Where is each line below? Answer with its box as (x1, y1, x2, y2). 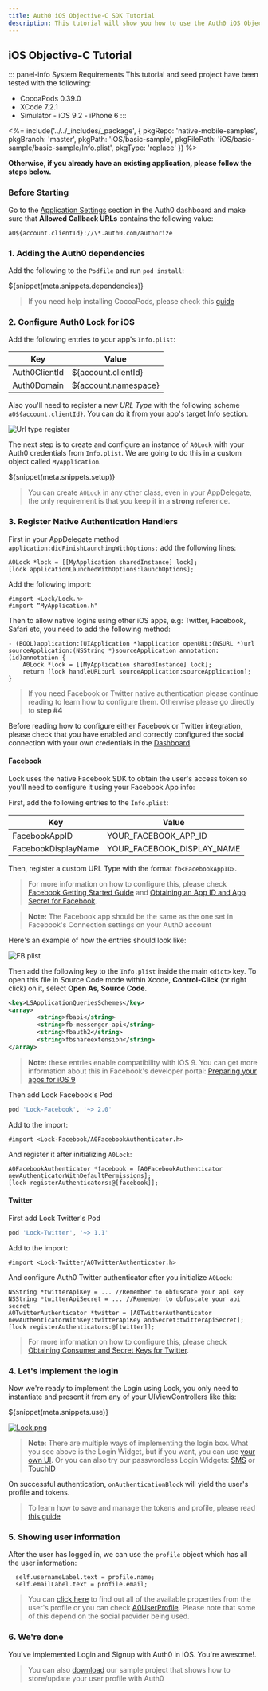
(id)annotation (8, 654, 59, 662)
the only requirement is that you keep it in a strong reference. (27, 496, 231, 506)
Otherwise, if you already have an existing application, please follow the (8, 159, 253, 168)
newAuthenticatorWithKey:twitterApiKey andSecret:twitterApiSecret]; (8, 1316, 245, 1324)
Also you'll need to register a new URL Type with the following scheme (8, 401, 241, 410)
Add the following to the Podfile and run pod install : (8, 265, 185, 275)
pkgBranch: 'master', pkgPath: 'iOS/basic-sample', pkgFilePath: (8, 135, 217, 144)
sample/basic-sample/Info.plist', (8, 143, 114, 152)
